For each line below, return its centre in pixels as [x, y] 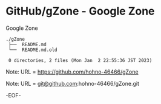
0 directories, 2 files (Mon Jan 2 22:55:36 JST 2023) [80, 60]
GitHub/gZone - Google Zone [80, 11]
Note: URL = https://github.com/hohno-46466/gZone [72, 72]
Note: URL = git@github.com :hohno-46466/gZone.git [73, 83]
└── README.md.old [33, 50]
